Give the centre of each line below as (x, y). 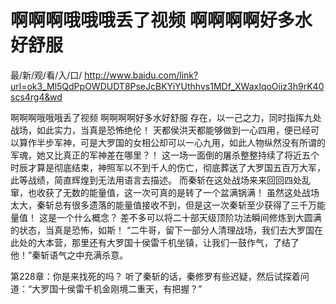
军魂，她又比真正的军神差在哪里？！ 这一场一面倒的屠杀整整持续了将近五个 (165, 155)
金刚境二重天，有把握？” (152, 288)
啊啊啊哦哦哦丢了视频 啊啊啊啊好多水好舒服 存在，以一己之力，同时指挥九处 (166, 117)
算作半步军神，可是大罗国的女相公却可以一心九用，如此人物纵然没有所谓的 (172, 142)
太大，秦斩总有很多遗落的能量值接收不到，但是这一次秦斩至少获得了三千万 (163, 205)
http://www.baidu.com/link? (141, 75)
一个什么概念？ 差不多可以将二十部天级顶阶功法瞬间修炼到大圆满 (189, 217)
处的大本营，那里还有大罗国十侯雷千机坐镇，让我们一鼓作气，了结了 (159, 242)
